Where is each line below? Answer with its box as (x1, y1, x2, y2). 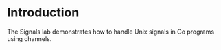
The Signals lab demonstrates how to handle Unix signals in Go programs (7, 27, 215, 36)
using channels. (7, 34, 52, 42)
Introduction (7, 5, 80, 21)
